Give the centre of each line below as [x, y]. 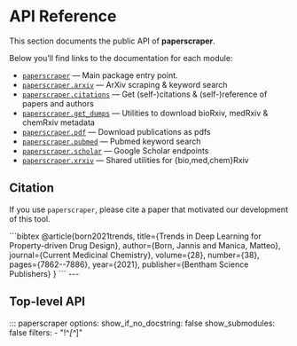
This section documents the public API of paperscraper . [112, 41]
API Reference [63, 16]
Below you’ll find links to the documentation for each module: [121, 58]
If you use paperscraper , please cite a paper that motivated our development [148, 209]
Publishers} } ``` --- [44, 273]
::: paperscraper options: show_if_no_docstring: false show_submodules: [142, 323]
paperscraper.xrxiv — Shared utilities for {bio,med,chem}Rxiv [136, 160]
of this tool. [30, 218]
